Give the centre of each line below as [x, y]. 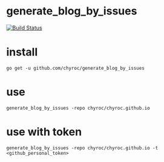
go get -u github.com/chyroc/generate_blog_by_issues [76, 68]
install [22, 52]
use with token [44, 132]
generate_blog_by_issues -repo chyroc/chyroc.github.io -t [82, 148]
